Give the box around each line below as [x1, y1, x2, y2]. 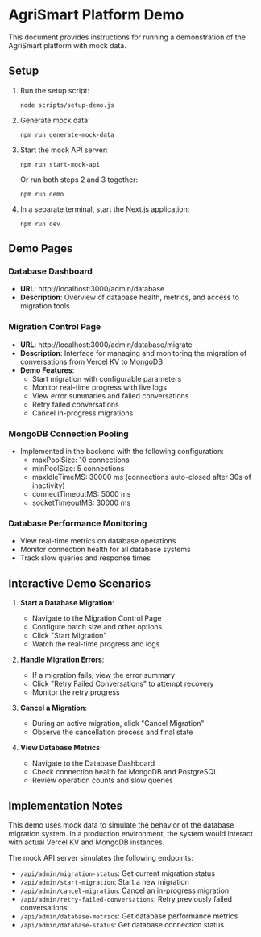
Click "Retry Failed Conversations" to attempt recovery [31, 679, 214, 689]
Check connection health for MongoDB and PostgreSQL [31, 767, 218, 777]
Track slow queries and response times [19, 553, 151, 563]
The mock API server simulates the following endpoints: [8, 852, 193, 862]
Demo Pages [8, 241, 73, 255]
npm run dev [19, 220, 60, 228]
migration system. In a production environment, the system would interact [8, 828, 254, 838]
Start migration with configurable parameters [31, 374, 182, 383]
